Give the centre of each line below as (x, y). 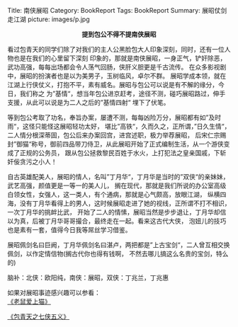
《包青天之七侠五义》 (38, 316)
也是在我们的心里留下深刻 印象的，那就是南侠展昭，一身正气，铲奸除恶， (120, 58)
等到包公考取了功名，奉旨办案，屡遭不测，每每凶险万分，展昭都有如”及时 (114, 117)
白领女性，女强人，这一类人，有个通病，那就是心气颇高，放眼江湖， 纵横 (114, 194)
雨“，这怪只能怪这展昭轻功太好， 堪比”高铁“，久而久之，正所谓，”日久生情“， (119, 126)
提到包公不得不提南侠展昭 (119, 34)
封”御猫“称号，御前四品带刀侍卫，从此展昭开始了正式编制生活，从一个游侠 (116, 144)
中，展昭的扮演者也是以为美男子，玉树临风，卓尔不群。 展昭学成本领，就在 (117, 76)
